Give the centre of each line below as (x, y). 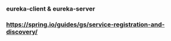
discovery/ (22, 32)
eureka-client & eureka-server (51, 9)
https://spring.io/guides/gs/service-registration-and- (85, 24)
